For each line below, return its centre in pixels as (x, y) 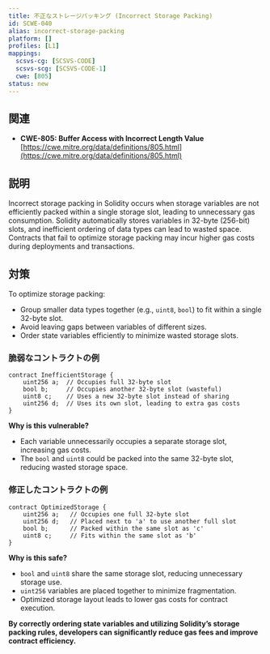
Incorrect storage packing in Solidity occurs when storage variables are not (134, 203)
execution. (38, 608)
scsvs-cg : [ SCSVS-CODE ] (55, 62)
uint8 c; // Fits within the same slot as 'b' (110, 536)
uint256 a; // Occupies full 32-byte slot (97, 383)
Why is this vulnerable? (49, 425)
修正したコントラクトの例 (58, 489)
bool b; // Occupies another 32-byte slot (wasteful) (122, 390)
